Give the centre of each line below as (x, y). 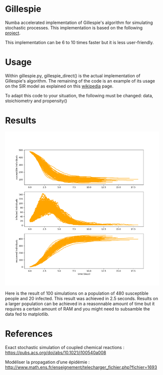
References (29, 334)
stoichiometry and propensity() (36, 101)
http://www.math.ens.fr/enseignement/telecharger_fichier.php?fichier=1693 (81, 367)
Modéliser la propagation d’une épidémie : (48, 362)
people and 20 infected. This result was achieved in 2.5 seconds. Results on (82, 298)
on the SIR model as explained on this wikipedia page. (59, 86)
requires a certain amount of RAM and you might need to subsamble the (78, 309)
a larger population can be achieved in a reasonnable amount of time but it (80, 304)
